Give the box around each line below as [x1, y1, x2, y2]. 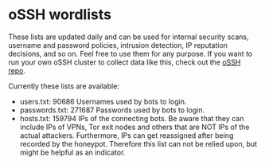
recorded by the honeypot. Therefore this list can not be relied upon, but [19, 139, 257, 148]
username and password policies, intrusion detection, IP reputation [8, 40, 228, 49]
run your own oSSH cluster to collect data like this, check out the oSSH [8, 57, 241, 67]
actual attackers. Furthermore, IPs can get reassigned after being [19, 130, 234, 140]
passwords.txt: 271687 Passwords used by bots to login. [19, 105, 205, 115]
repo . [8, 65, 26, 75]
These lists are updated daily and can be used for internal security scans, [8, 32, 249, 41]
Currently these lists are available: [8, 81, 119, 91]
